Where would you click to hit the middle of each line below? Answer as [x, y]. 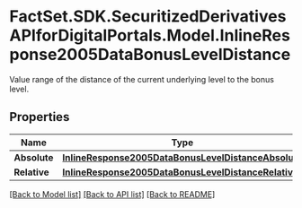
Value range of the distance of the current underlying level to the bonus [142, 79]
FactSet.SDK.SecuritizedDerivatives [148, 17]
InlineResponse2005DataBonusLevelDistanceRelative [180, 172]
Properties [40, 117]
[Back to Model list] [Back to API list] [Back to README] [112, 194]
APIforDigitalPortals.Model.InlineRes [150, 35]
